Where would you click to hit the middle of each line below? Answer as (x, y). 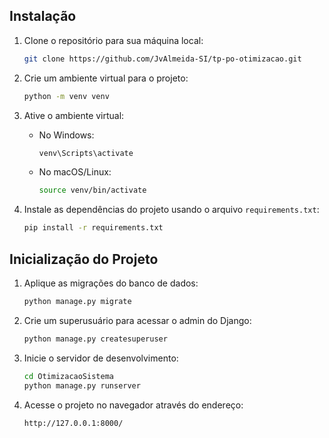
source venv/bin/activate (92, 190)
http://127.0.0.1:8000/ (73, 423)
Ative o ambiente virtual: (74, 115)
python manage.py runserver (82, 385)
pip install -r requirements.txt (93, 228)
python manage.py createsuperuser (95, 339)
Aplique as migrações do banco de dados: (111, 283)
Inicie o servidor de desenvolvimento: (101, 358)
